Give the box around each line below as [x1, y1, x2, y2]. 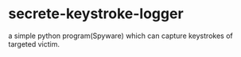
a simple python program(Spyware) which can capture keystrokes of [8, 31, 233, 40]
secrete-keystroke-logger [8, 5, 185, 23]
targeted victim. [8, 39, 60, 48]
